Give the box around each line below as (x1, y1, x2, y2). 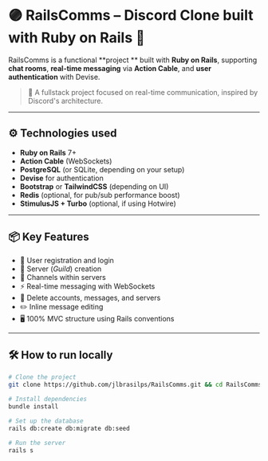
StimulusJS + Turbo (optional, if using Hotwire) (19, 199, 177, 208)
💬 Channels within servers (19, 272, 106, 282)
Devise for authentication (19, 173, 104, 183)
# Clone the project (8, 373, 77, 381)
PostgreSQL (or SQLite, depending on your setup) (19, 164, 185, 174)
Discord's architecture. (27, 96, 104, 105)
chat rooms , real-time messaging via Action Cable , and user (8, 63, 212, 73)
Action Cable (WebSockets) (19, 156, 112, 166)
